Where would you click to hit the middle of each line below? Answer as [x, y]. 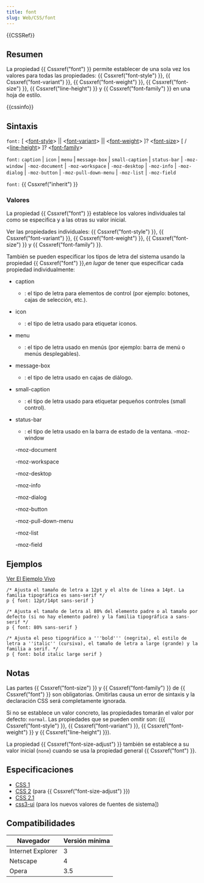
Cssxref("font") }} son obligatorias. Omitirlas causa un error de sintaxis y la [101, 694]
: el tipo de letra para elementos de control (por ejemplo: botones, [107, 293]
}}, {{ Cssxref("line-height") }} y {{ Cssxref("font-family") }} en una [106, 89]
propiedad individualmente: [41, 269]
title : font [21, 12]
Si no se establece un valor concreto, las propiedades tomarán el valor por [100, 713]
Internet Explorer [34, 851]
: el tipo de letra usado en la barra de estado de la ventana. [98, 432]
